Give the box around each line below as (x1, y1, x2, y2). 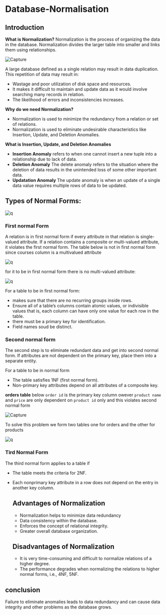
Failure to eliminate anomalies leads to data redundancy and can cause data (5, 599, 161, 605)
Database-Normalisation (5, 3, 109, 15)
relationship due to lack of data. (12, 156, 77, 162)
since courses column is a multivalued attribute (5, 249, 102, 256)
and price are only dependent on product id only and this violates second (5, 397, 157, 403)
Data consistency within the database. (19, 517, 98, 523)
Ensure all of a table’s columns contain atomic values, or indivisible (12, 303, 149, 309)
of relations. (12, 121, 37, 127)
